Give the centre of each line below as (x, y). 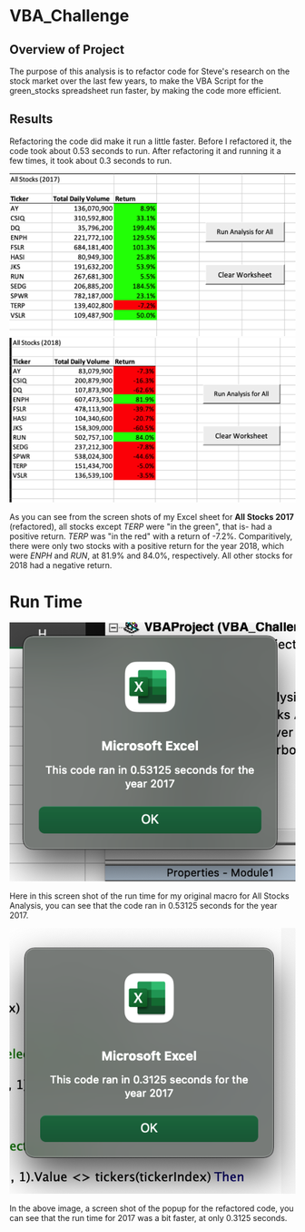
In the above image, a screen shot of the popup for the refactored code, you (152, 1208)
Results (31, 119)
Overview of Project (67, 50)
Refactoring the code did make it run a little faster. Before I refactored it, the (151, 141)
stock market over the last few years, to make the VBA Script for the (137, 81)
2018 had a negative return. (61, 565)
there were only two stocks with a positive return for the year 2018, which (147, 545)
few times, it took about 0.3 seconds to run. (91, 160)
